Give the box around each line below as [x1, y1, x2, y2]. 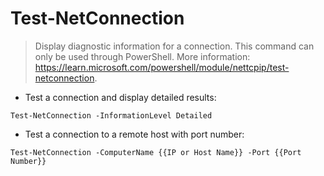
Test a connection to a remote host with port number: [24, 128, 245, 140]
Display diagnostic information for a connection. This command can [34, 40, 315, 52]
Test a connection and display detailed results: [24, 91, 217, 103]
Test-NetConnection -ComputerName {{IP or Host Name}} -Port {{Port [10, 147, 302, 157]
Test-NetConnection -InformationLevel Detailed [10, 110, 213, 121]
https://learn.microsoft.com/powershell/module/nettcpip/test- [34, 61, 290, 73]
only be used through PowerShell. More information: [34, 50, 251, 62]
